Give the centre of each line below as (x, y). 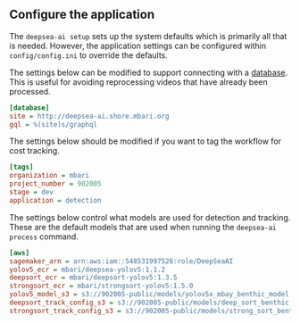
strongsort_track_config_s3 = (66, 311)
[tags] (21, 167)
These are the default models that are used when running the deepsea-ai (143, 227)
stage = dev (31, 192)
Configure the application (82, 15)
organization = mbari (50, 176)
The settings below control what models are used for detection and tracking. (150, 217)
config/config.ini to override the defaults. (88, 55)
